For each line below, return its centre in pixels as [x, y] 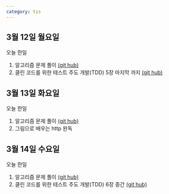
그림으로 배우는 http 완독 [43, 129]
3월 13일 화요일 [33, 93]
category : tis [24, 12]
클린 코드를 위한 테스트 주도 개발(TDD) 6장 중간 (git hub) [81, 185]
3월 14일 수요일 [33, 149]
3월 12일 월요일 [33, 37]
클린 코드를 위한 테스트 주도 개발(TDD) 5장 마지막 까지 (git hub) [89, 72]
